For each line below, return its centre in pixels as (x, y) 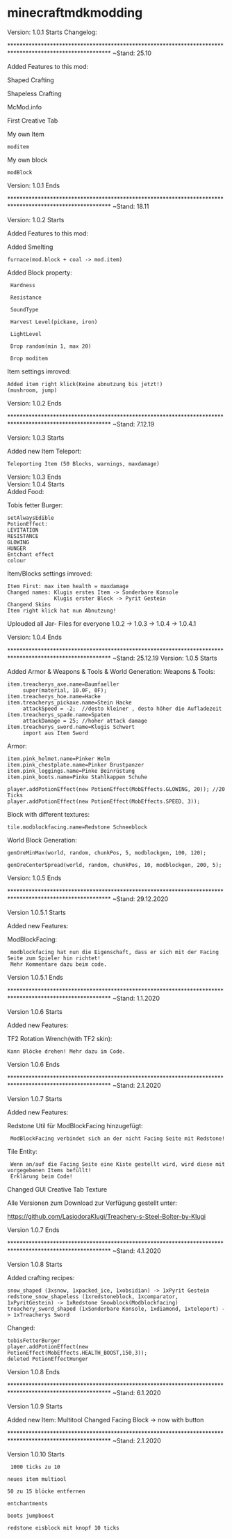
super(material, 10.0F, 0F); (65, 690)
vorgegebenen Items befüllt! (49, 1170)
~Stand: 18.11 (131, 206)
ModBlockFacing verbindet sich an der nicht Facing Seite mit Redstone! (118, 1138)
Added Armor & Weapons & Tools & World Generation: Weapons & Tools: (111, 671)
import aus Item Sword (56, 733)
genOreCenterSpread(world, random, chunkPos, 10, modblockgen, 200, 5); (115, 865)
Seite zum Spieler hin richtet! (54, 958)
